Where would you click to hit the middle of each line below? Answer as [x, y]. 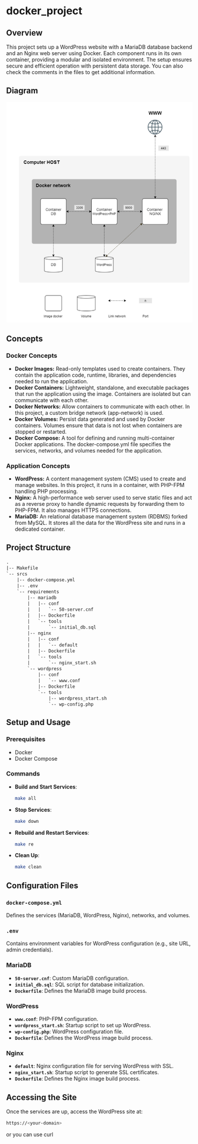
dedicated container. [40, 529]
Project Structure [38, 548]
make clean [28, 867]
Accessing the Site [41, 1097]
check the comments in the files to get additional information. [81, 72]
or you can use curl [30, 1134]
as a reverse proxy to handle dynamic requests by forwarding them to [100, 504]
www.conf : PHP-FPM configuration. [56, 1019]
